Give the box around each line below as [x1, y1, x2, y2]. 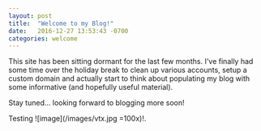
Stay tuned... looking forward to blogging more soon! [8, 98, 185, 108]
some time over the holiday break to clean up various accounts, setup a [8, 65, 247, 75]
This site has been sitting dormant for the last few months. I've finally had [8, 57, 254, 66]
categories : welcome [8, 34, 79, 43]
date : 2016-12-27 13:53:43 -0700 [8, 27, 129, 35]
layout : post [8, 11, 53, 20]
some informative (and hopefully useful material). [8, 82, 173, 92]
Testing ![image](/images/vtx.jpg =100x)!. [8, 114, 147, 124]
